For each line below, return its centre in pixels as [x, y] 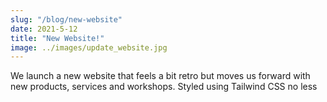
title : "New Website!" [57, 38]
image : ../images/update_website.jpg [89, 47]
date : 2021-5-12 [44, 29]
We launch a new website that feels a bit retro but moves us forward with [160, 76]
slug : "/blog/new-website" [66, 19]
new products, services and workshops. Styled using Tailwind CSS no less [164, 87]
